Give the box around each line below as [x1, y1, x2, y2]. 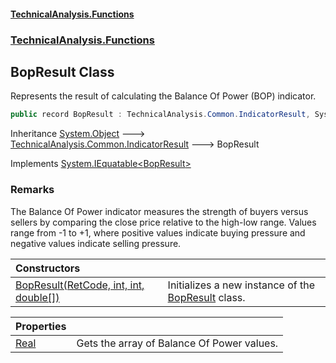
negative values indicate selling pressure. [10, 237, 182, 249]
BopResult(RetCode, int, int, [15, 278, 145, 292]
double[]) [15, 290, 60, 304]
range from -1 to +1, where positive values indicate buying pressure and [10, 226, 306, 239]
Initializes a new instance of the [167, 278, 316, 292]
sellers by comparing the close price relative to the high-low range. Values [10, 216, 317, 228]
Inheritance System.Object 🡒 [10, 128, 146, 140]
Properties [15, 319, 67, 333]
